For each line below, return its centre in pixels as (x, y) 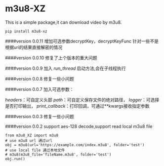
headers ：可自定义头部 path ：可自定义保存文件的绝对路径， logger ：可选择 (82, 100)
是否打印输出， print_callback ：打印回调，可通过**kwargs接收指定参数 (77, 106)
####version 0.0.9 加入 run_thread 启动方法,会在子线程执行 (65, 68)
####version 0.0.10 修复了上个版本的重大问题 (51, 58)
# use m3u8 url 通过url (29, 141)
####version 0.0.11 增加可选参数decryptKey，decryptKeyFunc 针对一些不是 (82, 41)
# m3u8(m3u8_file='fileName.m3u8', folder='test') (58, 154)
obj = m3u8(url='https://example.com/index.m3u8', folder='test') (75, 145)
